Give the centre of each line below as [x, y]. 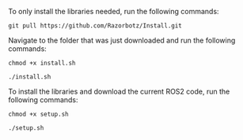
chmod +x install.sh [42, 63]
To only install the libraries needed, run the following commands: [114, 11]
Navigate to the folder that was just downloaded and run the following [122, 40]
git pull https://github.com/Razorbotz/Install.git [95, 26]
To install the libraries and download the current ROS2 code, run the [119, 91]
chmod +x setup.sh [38, 114]
